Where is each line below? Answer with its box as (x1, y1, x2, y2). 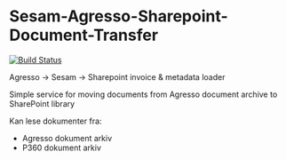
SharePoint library (9, 98, 75, 108)
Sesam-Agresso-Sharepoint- (9, 6, 228, 27)
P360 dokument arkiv (21, 142, 102, 153)
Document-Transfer (9, 25, 158, 45)
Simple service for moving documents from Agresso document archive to (9, 89, 278, 100)
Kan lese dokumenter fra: (9, 116, 102, 126)
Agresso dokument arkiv (21, 132, 113, 143)
